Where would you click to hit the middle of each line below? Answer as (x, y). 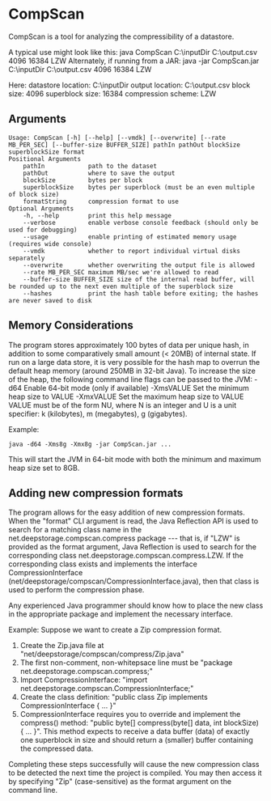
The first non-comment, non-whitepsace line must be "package (126, 663)
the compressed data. (57, 748)
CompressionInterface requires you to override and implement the (130, 714)
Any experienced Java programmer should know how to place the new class (136, 606)
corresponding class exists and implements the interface (103, 564)
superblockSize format (47, 152)
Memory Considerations (71, 326)
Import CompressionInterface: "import (84, 680)
